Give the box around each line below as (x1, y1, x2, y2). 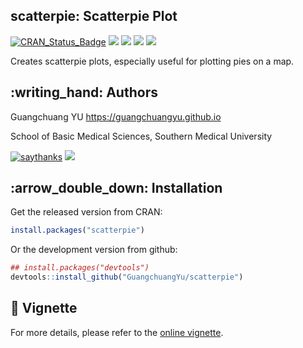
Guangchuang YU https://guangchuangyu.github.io (10, 110, 222, 123)
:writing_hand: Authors (10, 84, 158, 101)
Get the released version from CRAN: (10, 206, 163, 218)
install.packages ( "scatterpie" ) (10, 225, 145, 236)
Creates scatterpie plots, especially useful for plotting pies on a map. (10, 55, 295, 67)
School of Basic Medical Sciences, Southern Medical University (10, 130, 273, 142)
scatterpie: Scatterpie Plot (10, 8, 178, 25)
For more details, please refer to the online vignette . (10, 326, 224, 338)
